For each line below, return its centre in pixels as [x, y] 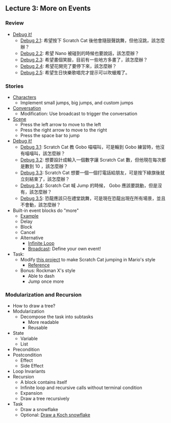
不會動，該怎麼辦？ [41, 204]
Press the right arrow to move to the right [64, 130]
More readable [43, 322]
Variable [29, 339]
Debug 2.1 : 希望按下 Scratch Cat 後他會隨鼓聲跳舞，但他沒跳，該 [88, 40]
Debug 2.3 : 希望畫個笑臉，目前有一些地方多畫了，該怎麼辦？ [84, 60]
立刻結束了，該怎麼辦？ [45, 179]
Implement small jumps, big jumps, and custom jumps [77, 103]
